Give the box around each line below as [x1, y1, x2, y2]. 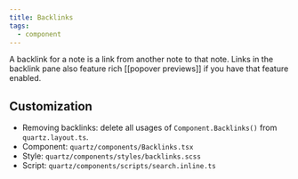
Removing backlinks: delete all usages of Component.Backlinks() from [21, 122, 278, 134]
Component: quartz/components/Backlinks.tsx [21, 142, 194, 152]
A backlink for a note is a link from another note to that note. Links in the [9, 54, 274, 65]
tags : [9, 21, 29, 30]
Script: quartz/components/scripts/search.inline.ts [21, 160, 216, 171]
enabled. [9, 73, 42, 84]
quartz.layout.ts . [21, 132, 89, 142]
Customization [9, 99, 93, 114]
